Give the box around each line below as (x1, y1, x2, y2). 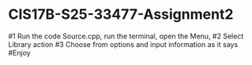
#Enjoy (8, 48, 31, 57)
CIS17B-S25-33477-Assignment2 (8, 5, 234, 23)
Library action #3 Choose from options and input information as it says (8, 39, 239, 49)
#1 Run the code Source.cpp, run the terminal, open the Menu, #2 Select (8, 31, 244, 41)
